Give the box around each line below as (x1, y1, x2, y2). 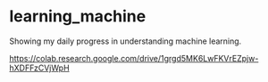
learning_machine (9, 6, 147, 27)
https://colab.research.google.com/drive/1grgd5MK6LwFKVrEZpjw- (9, 53, 259, 63)
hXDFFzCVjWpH (9, 62, 70, 73)
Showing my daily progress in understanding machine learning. (9, 36, 242, 46)
